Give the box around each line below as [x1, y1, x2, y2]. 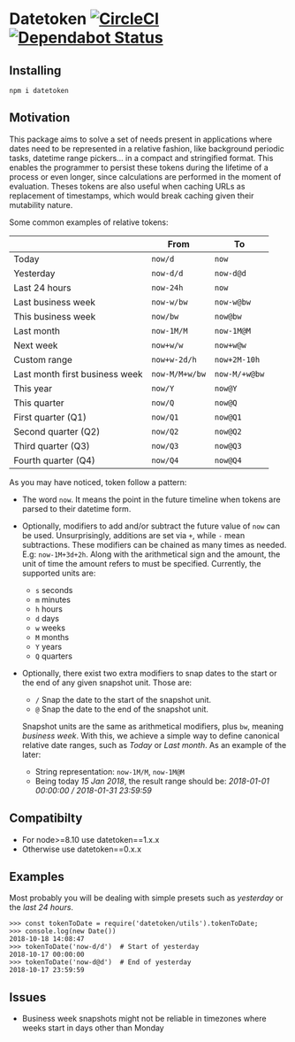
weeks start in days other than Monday [21, 1023, 165, 1033]
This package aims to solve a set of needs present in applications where [9, 134, 272, 144]
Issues [9, 990, 47, 1005]
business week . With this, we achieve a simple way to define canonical [21, 730, 280, 741]
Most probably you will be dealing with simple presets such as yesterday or [9, 892, 284, 903]
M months [34, 631, 69, 642]
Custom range [13, 353, 73, 366]
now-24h [151, 282, 184, 292]
